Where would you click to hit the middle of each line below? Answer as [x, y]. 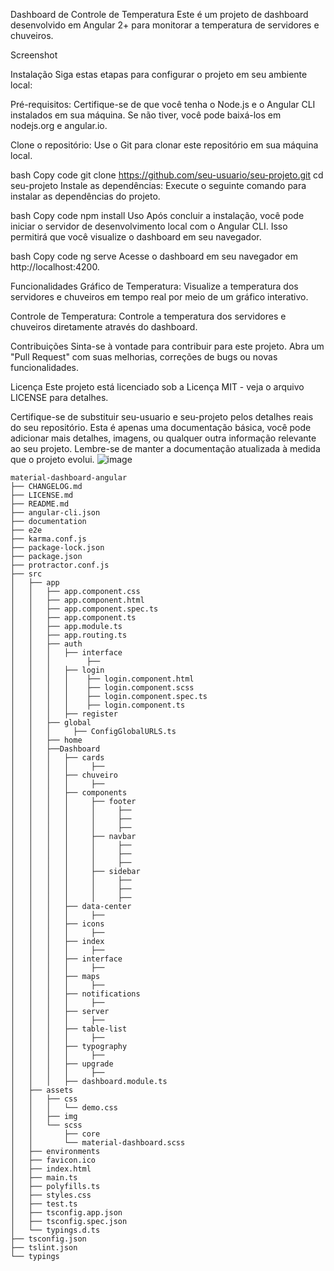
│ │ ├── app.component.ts [73, 618]
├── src [26, 574]
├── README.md [40, 504]
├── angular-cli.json [55, 513]
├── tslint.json [44, 1248]
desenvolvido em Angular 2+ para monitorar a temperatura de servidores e [165, 25]
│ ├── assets [42, 1090]
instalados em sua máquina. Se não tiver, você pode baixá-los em [146, 115]
